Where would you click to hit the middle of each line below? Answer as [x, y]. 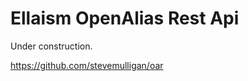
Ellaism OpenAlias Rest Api [125, 18]
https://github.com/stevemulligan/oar [87, 65]
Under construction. [51, 46]
